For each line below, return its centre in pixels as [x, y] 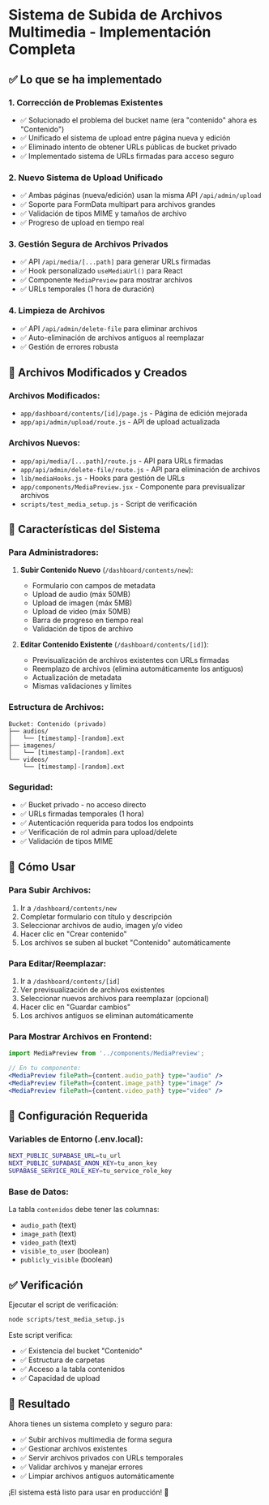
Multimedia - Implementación [110, 32]
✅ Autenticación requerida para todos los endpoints [107, 823]
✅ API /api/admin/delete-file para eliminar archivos [109, 328]
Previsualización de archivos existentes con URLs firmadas [130, 660]
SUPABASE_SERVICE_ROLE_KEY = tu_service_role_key [90, 1171]
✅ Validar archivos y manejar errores [81, 1467]
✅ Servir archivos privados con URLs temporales [102, 1457]
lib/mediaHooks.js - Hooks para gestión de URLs [102, 478]
